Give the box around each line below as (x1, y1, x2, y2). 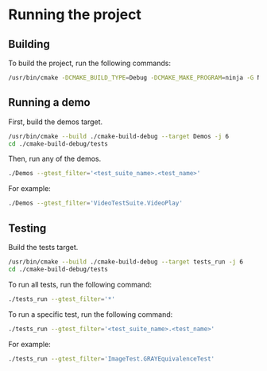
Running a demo (8, 96, 91, 109)
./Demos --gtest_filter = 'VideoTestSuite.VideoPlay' (8, 199, 183, 208)
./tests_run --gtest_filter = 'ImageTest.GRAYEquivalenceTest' (8, 354, 215, 363)
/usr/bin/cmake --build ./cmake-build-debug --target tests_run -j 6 (8, 258, 244, 266)
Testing (8, 221, 47, 235)
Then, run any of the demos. (8, 154, 102, 164)
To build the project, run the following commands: (8, 58, 171, 68)
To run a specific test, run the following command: (8, 309, 173, 319)
